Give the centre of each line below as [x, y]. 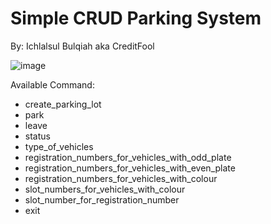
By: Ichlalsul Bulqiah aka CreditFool [82, 46]
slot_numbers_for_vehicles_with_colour [105, 189]
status [37, 136]
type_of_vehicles [59, 146]
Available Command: [52, 84]
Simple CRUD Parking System [136, 18]
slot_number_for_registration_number [102, 199]
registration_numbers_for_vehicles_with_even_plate [130, 168]
